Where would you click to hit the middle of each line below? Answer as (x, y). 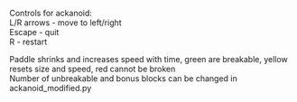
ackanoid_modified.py (51, 88)
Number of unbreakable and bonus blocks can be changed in (123, 79)
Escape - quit (34, 32)
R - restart (28, 42)
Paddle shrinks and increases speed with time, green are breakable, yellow (149, 59)
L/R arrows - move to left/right (65, 23)
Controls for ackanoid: (51, 13)
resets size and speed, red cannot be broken (93, 69)
